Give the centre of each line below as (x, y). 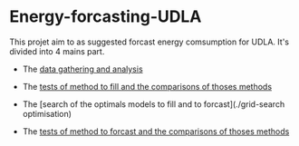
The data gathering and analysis (82, 69)
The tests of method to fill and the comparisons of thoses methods (147, 86)
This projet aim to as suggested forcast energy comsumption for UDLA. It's (149, 42)
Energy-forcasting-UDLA (106, 17)
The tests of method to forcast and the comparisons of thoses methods (156, 131)
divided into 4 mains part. (57, 51)
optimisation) (47, 113)
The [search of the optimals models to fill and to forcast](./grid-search (154, 104)
